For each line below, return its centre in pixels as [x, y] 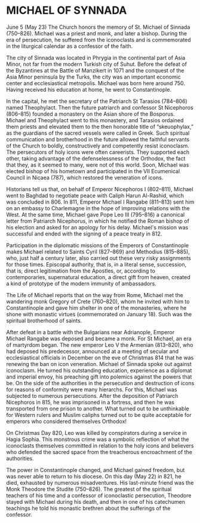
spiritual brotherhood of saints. [44, 321]
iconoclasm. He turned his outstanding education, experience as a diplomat [99, 370]
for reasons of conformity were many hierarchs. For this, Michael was [92, 389]
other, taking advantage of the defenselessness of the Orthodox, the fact [96, 158]
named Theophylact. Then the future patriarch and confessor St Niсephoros [100, 107]
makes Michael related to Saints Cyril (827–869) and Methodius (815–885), [98, 252]
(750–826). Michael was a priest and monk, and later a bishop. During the [96, 33]
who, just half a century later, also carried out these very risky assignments [99, 258]
